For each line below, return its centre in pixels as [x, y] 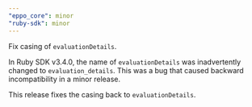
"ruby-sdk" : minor [39, 23]
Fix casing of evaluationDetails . [63, 46]
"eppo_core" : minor [41, 16]
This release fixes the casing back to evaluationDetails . [102, 94]
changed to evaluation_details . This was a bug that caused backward [126, 70]
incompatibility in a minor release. [65, 79]
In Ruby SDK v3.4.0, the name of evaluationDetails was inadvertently [125, 62]
